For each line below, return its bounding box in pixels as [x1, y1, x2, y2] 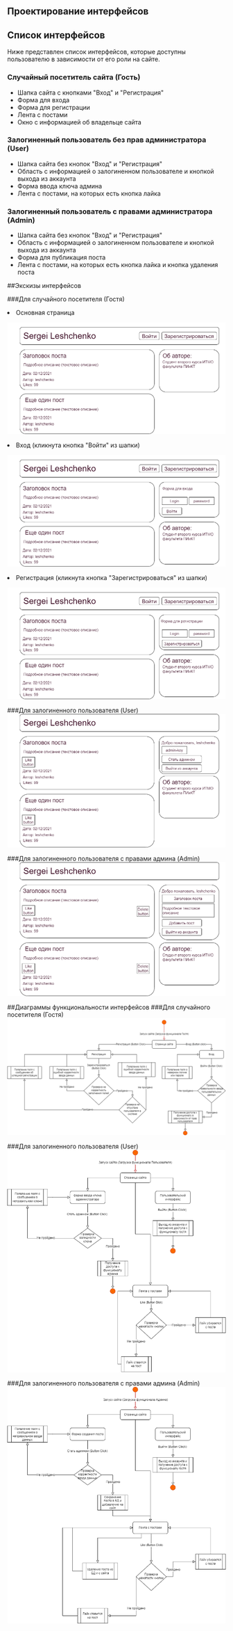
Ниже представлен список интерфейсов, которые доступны [7, 48, 186, 56]
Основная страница [16, 309, 75, 317]
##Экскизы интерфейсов [7, 282, 82, 290]
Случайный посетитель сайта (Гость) [7, 72, 141, 82]
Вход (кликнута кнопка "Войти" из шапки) [16, 441, 140, 449]
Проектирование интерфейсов [7, 6, 149, 17]
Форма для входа [17, 95, 70, 104]
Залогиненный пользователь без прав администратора [7, 135, 207, 145]
